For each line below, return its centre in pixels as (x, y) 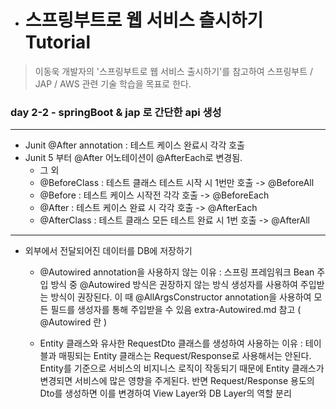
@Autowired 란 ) (73, 322)
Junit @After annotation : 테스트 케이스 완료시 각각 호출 (134, 145)
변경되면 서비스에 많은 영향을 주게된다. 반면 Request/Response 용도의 (177, 381)
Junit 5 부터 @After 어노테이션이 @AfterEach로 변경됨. (133, 158)
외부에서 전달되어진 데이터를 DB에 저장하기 (108, 251)
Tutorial (57, 42)
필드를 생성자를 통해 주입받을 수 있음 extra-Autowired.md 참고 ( (176, 310)
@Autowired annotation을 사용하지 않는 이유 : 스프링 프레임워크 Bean (177, 272)
